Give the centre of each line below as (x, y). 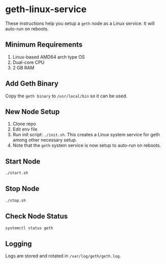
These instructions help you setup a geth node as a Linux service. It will (80, 23)
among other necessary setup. (45, 140)
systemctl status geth (29, 228)
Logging (19, 243)
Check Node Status (37, 216)
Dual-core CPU (28, 62)
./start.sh (17, 173)
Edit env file (25, 129)
